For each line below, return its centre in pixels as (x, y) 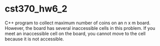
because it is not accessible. (34, 39)
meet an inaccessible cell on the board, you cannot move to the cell (75, 33)
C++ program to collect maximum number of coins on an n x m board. (78, 23)
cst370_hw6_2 (36, 9)
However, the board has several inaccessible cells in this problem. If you (80, 28)
